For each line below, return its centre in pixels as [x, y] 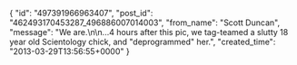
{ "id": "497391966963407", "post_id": [81, 13]
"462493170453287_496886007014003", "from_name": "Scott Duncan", [144, 23]
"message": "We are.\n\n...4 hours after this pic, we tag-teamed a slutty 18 [149, 32]
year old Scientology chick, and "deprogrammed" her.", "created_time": [143, 42]
